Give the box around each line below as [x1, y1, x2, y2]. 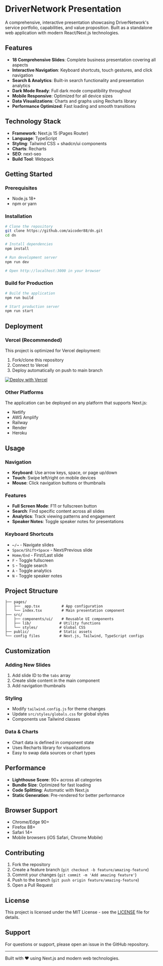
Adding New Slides [5, 661, 51, 668]
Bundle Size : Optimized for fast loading [12, 782, 91, 788]
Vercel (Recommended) [5, 337, 62, 343]
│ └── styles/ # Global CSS [5, 625, 86, 630]
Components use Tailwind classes [12, 716, 81, 722]
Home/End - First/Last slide [12, 552, 64, 558]
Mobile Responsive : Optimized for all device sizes [12, 93, 113, 99]
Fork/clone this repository [12, 357, 64, 363]
